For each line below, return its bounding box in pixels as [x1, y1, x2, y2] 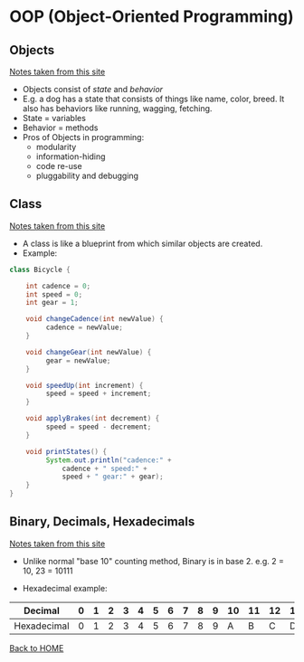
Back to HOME [9, 642, 64, 653]
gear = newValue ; [45, 355, 111, 365]
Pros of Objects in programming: [22, 132, 145, 142]
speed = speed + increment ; [45, 389, 152, 399]
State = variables [22, 113, 86, 123]
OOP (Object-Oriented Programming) [9, 6, 294, 27]
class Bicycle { [9, 265, 71, 274]
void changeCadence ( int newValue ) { [25, 315, 165, 324]
